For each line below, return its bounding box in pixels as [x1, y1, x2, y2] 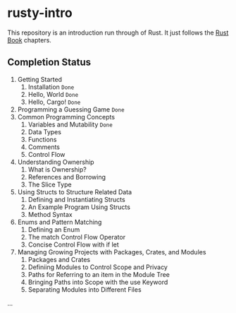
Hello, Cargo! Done [27, 98, 81, 106]
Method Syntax [27, 210, 73, 218]
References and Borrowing [27, 172, 106, 181]
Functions [27, 135, 57, 143]
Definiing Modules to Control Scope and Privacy [27, 263, 168, 271]
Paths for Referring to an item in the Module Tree [27, 270, 170, 278]
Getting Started [17, 75, 62, 83]
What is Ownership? [27, 165, 87, 174]
